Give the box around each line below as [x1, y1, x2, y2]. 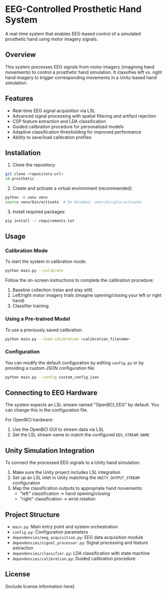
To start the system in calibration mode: [5, 259, 87, 265]
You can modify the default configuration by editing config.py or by [5, 359, 144, 366]
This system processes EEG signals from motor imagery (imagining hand [5, 64, 155, 70]
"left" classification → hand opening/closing [19, 490, 111, 496]
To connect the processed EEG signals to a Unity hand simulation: [5, 459, 141, 466]
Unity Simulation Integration [5, 446, 95, 455]
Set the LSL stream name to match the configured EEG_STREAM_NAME [12, 432, 150, 438]
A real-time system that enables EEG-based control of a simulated [5, 31, 141, 37]
